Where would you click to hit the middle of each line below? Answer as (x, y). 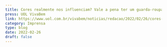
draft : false (19, 37)
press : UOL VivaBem (25, 14)
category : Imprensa (25, 23)
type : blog (16, 28)
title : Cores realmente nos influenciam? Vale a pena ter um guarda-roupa (84, 10)
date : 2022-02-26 (23, 32)
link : (11, 19)
